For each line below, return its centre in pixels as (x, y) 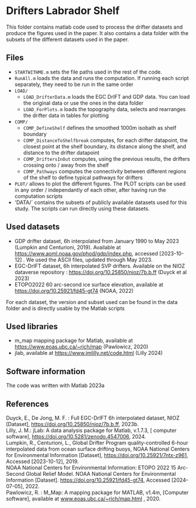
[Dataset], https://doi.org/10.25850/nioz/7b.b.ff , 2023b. (72, 424)
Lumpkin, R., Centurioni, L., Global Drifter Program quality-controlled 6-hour (97, 443)
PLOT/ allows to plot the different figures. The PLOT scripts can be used (100, 184)
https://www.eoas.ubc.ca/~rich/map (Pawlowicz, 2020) (81, 347)
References (27, 404)
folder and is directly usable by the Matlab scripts (65, 308)
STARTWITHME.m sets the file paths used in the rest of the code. (88, 72)
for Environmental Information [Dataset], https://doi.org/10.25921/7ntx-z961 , (97, 455)
